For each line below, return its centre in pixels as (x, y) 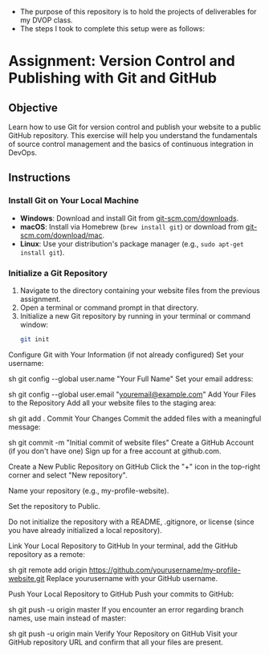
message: (24, 427)
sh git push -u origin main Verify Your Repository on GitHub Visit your (123, 633)
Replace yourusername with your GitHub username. (132, 578)
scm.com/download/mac (61, 235)
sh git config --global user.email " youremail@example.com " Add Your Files (132, 394)
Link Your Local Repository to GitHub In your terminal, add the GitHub (123, 546)
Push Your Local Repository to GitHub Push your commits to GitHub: (121, 594)
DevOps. (23, 153)
